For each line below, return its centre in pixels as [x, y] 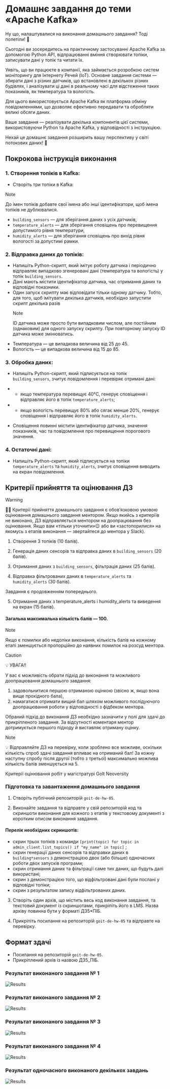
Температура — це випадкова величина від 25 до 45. [71, 343]
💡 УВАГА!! [16, 665]
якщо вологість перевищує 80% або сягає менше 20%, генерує [90, 410]
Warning [14, 500]
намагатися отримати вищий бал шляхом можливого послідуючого [86, 701]
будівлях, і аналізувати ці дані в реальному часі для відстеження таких [82, 86]
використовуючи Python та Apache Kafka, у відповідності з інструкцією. [83, 127]
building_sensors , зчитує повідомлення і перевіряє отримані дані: [84, 379]
